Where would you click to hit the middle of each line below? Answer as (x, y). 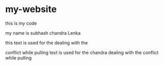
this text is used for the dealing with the (46, 43)
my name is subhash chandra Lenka (43, 33)
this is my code (21, 23)
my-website (31, 9)
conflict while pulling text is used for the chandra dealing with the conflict (82, 52)
